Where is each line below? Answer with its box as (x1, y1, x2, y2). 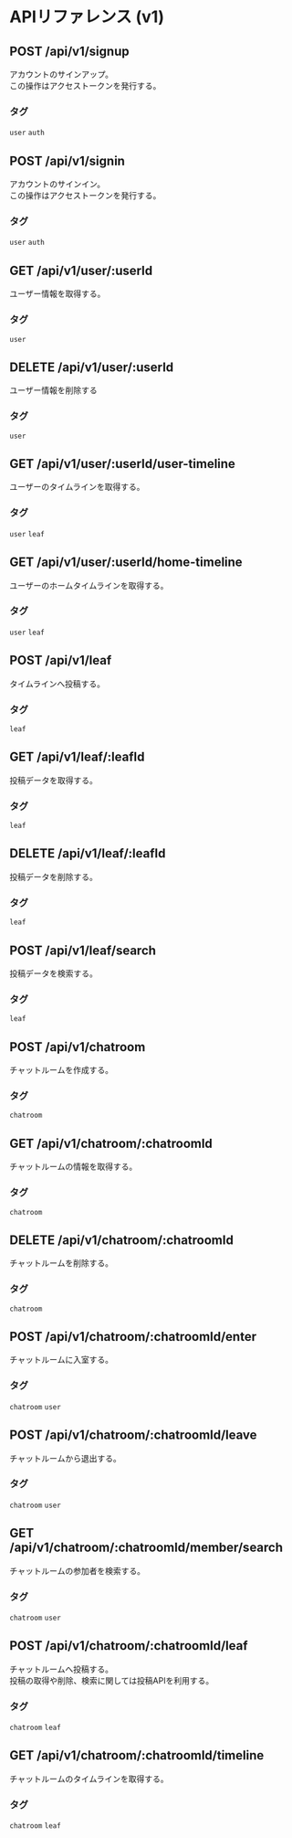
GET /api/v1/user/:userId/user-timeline (9, 456, 235, 472)
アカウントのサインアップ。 (9, 69, 114, 80)
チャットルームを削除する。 (9, 1258, 114, 1269)
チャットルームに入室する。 (9, 1355, 114, 1365)
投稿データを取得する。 (9, 774, 98, 785)
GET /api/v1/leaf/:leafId (9, 749, 145, 765)
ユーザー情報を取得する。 (9, 288, 106, 300)
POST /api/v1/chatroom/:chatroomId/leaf (9, 1638, 248, 1653)
